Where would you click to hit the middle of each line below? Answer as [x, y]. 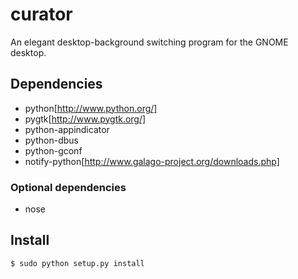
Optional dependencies [68, 187]
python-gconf [53, 150]
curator [41, 14]
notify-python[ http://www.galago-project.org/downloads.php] [152, 161]
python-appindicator [67, 129]
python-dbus [51, 140]
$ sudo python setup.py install [77, 263]
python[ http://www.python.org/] [91, 108]
